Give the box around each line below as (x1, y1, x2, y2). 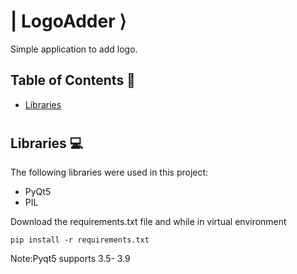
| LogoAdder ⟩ (10, 10, 127, 33)
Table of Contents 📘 (10, 72, 136, 89)
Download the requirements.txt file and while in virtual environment (10, 216, 287, 228)
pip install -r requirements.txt (10, 235, 150, 245)
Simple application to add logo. (10, 43, 138, 55)
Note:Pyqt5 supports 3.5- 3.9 (10, 253, 131, 265)
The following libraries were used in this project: (10, 166, 209, 179)
